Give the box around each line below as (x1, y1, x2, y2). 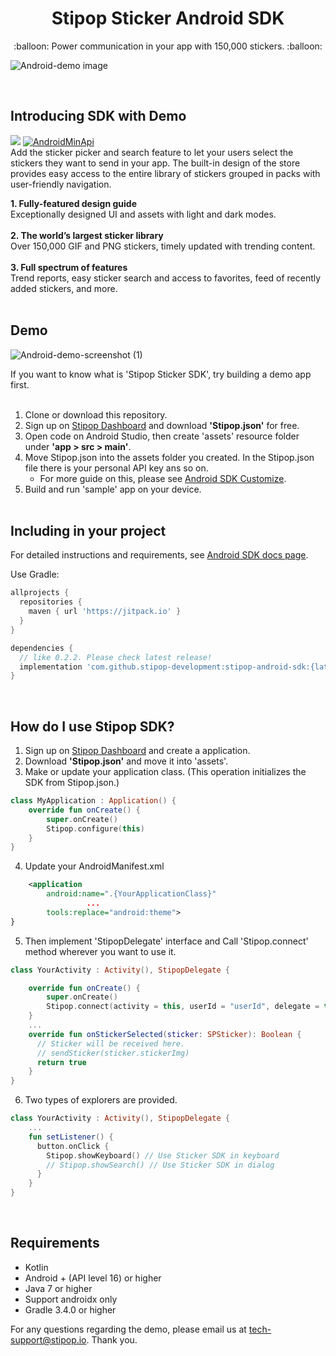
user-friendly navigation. (10, 178, 112, 190)
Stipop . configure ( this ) (46, 823, 145, 834)
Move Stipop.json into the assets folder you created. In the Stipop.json (24, 451, 315, 463)
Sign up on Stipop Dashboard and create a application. (24, 745, 251, 757)
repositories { (19, 597, 83, 607)
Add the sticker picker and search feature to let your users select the (10, 146, 294, 158)
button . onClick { (36, 1141, 110, 1151)
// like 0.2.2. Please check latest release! (19, 652, 213, 662)
